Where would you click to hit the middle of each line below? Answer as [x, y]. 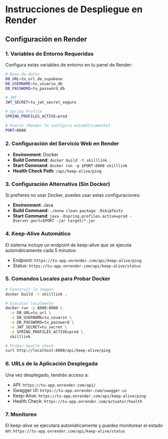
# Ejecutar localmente [29, 303]
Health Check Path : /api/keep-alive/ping [57, 171]
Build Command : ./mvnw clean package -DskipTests [68, 211]
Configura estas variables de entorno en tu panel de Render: [69, 64]
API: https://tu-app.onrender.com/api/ [54, 385]
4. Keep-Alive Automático [38, 234]
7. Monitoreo [21, 414]
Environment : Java [33, 205]
